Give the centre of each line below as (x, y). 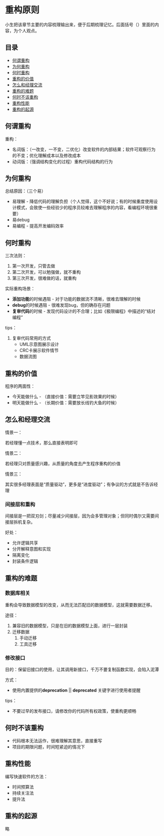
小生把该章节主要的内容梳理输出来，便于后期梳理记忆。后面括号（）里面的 (80, 24)
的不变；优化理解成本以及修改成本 (46, 155)
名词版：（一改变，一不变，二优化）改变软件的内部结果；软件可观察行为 (84, 149)
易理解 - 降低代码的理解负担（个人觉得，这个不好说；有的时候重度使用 (83, 202)
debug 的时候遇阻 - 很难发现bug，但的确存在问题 (61, 305)
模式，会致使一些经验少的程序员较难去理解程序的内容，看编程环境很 (85, 208)
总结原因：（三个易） (25, 191)
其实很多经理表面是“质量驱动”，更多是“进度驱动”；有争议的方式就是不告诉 (79, 484)
